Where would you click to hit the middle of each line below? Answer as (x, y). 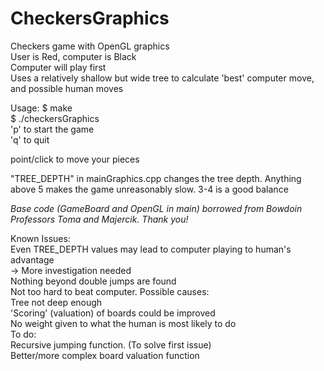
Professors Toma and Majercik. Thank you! (99, 219)
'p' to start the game (52, 129)
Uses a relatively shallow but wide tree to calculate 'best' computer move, (162, 78)
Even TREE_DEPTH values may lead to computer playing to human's (151, 249)
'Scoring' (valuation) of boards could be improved (113, 313)
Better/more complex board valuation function (105, 355)
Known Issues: (40, 238)
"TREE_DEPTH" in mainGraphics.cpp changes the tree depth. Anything (156, 178)
